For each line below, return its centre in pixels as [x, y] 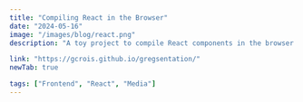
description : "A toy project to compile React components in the [135, 43]
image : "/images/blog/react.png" [73, 34]
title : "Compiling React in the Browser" [89, 18]
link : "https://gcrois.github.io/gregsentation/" [105, 60]
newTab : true [34, 68]
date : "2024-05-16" [46, 26]
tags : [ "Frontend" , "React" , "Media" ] [83, 84]
